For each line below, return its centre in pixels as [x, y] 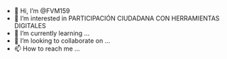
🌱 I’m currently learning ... [52, 33]
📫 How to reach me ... [47, 48]
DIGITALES [30, 26]
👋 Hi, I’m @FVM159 [42, 11]
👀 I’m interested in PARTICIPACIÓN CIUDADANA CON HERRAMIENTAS [117, 18]
